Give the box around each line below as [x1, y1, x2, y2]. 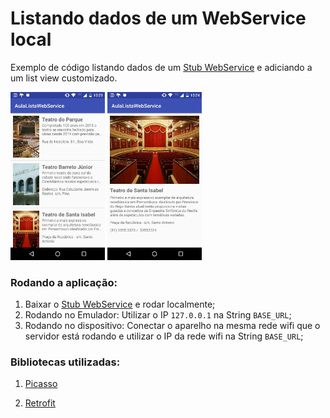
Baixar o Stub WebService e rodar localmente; [24, 298, 216, 310]
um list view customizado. [10, 72, 118, 84]
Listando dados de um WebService [10, 7, 307, 30]
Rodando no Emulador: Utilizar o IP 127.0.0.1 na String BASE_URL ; [24, 309, 292, 321]
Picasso [24, 378, 58, 390]
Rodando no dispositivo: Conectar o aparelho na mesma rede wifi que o [24, 320, 321, 331]
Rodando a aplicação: [10, 275, 118, 289]
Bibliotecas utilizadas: [10, 355, 121, 369]
